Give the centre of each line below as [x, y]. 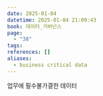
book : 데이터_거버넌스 [34, 26]
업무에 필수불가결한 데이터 [42, 85]
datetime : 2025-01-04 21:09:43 [52, 20]
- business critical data [50, 65]
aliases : [20, 59]
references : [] [29, 52]
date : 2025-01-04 [32, 13]
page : [15, 33]
